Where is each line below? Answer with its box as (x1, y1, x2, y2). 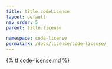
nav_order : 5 (6, 19, 38, 25)
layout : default (6, 14, 46, 20)
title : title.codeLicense (6, 8, 70, 15)
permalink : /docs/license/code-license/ (6, 41, 107, 47)
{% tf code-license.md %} (6, 57, 70, 64)
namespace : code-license (6, 36, 67, 42)
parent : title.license (6, 25, 62, 31)
